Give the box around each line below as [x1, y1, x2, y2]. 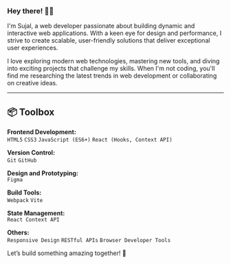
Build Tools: [7, 188, 42, 197]
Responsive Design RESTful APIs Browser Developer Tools [7, 237, 171, 244]
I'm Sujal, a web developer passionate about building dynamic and [7, 22, 195, 30]
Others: [7, 228, 30, 236]
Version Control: [7, 148, 56, 157]
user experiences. [7, 44, 58, 52]
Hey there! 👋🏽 [7, 6, 54, 16]
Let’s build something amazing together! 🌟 [7, 249, 126, 257]
